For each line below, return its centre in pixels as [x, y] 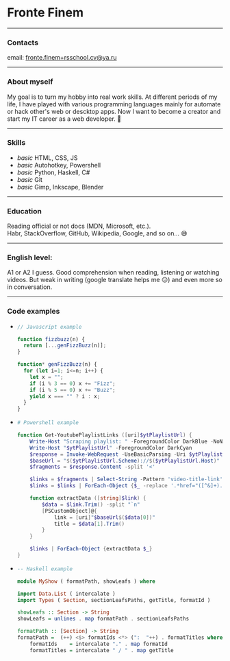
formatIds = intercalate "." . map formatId [99, 644]
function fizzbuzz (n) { [51, 339]
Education [25, 211]
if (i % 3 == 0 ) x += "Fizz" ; [73, 383]
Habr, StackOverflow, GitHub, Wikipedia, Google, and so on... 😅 [97, 233]
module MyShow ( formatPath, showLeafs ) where [86, 581]
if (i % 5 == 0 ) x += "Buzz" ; [73, 390]
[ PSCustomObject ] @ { [69, 511]
